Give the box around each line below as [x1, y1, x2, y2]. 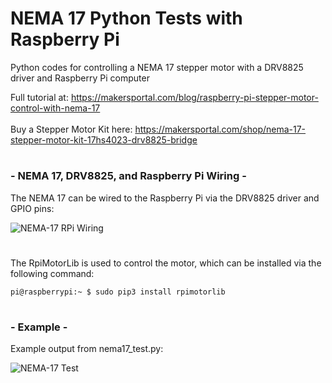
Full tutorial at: [10, 91, 69, 103]
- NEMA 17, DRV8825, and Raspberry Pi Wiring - [10, 169, 247, 183]
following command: [10, 267, 95, 279]
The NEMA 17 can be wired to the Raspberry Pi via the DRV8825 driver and [10, 192, 320, 204]
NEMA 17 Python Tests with [10, 7, 243, 30]
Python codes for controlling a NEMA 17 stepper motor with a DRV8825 [10, 61, 304, 73]
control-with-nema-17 [10, 102, 101, 114]
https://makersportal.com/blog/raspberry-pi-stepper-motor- [70, 91, 319, 103]
